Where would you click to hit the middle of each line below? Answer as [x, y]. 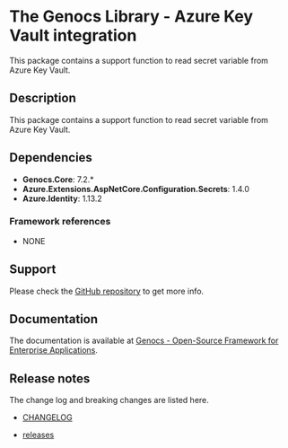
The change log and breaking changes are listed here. [109, 400]
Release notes [50, 378]
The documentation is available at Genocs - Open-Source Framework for [144, 341]
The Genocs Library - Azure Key [131, 17]
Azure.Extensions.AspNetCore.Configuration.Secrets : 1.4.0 [135, 189]
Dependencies [51, 158]
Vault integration [73, 35]
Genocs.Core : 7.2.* [58, 179]
